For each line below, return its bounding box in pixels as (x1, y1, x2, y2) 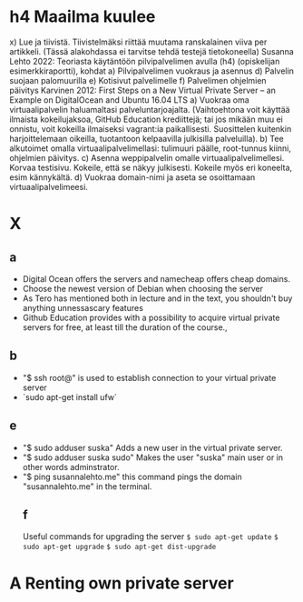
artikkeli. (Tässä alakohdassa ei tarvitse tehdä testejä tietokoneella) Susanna (9, 45, 295, 56)
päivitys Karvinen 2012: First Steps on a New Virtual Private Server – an (9, 85, 277, 95)
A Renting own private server (9, 573, 234, 593)
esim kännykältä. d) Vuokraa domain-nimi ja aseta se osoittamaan (9, 171, 256, 183)
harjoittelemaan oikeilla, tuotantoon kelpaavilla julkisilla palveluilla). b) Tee (9, 133, 284, 144)
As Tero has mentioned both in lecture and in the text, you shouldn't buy (22, 293, 293, 304)
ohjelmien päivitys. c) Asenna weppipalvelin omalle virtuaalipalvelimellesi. (9, 152, 285, 163)
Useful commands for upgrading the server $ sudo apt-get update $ (22, 531, 279, 542)
